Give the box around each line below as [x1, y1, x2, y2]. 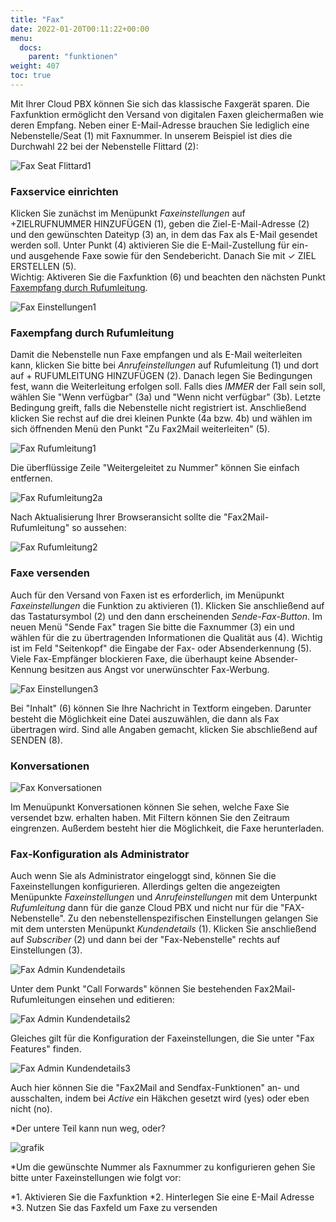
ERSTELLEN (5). [10, 261, 77, 273]
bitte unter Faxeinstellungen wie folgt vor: [10, 1172, 182, 1184]
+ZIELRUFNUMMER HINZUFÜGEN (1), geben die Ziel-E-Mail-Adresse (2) [10, 218, 310, 230]
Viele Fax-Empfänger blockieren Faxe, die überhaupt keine [10, 652, 253, 665]
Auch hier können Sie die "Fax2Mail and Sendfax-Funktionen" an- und [10, 1082, 300, 1094]
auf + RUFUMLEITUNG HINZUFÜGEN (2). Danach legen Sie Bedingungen [10, 370, 313, 382]
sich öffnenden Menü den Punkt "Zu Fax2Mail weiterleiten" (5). [10, 423, 271, 435]
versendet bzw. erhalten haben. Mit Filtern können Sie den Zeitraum [10, 812, 290, 824]
